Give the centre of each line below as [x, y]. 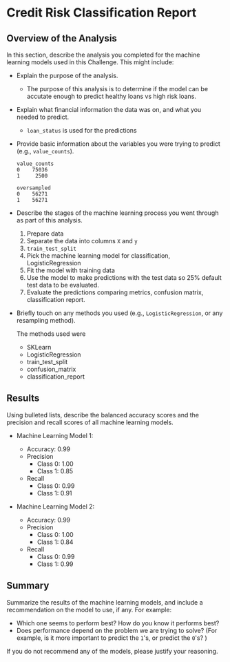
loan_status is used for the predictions [82, 130]
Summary [28, 586]
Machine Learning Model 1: [55, 435]
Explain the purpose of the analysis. [67, 75]
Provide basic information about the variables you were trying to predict [118, 144]
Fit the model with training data [71, 270]
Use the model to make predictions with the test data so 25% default [124, 277]
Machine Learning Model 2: [55, 507]
